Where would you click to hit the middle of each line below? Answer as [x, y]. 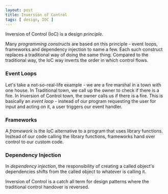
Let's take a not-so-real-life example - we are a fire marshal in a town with [83, 84]
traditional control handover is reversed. [47, 187]
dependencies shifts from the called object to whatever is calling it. [76, 171]
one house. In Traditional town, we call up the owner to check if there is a [82, 90]
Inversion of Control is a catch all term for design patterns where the [77, 182]
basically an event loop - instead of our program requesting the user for [81, 101]
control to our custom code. [34, 142]
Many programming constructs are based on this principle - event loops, [82, 44]
